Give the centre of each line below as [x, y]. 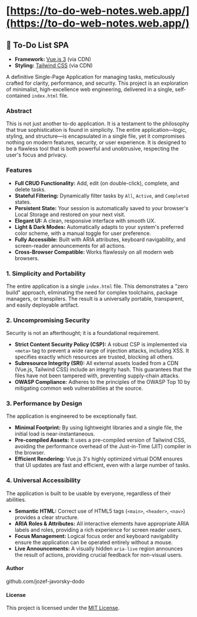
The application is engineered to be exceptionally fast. [72, 416]
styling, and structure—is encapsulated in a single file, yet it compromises [96, 136]
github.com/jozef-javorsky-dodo [45, 581]
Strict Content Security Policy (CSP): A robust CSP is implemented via [101, 344]
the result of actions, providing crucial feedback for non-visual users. [98, 555]
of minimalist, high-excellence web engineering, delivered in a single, [90, 89]
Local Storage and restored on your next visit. [70, 214]
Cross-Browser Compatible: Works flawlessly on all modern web [94, 252]
